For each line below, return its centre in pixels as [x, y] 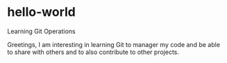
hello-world [42, 12]
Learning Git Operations [41, 31]
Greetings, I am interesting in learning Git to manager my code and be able [114, 44]
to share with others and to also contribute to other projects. [93, 52]
